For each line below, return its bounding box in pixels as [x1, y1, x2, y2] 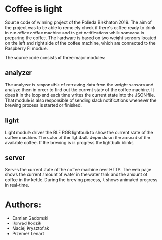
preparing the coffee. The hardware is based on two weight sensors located [5, 35, 157, 41]
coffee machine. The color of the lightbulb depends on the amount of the [5, 135, 150, 140]
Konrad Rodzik [12, 220, 42, 226]
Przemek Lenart [12, 231, 44, 237]
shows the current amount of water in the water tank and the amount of [5, 171, 147, 178]
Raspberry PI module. [5, 45, 48, 51]
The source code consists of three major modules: [5, 54, 105, 60]
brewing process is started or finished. [5, 102, 82, 108]
